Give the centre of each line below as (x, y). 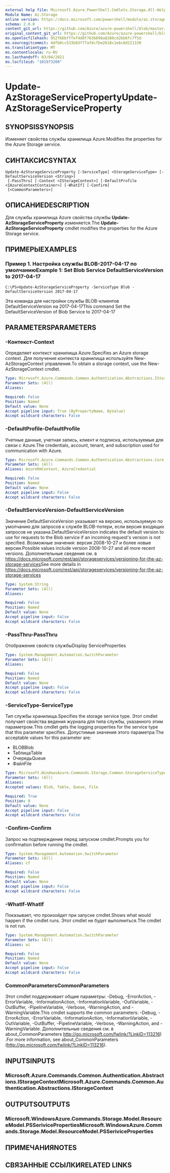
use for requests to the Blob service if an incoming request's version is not (83, 537)
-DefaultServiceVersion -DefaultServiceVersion (65, 510)
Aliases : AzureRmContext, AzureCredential (51, 469)
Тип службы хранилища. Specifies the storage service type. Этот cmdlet (81, 716)
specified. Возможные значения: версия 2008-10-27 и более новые (78, 543)
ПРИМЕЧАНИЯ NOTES (41, 1148)
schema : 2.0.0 (20, 24)
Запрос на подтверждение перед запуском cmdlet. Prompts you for (77, 839)
